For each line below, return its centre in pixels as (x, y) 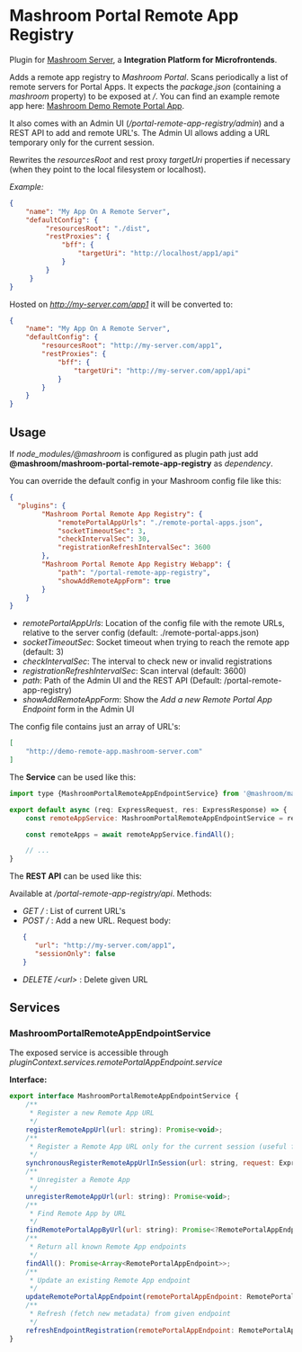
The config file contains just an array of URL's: (95, 727)
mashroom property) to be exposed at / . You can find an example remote (145, 96)
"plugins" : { (42, 506)
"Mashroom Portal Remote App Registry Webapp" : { (136, 564)
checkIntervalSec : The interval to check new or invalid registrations (147, 661)
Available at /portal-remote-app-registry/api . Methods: (111, 894)
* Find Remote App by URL (78, 1213)
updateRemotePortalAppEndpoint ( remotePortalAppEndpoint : (134, 1297)
